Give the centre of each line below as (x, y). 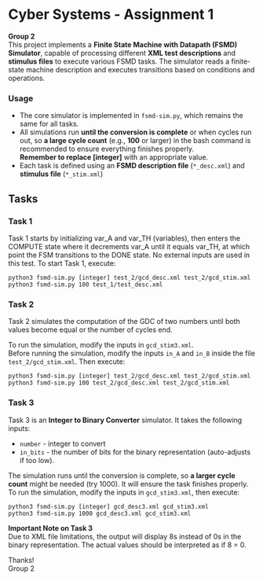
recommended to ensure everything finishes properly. (107, 149)
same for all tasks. (49, 124)
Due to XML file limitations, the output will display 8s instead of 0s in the (125, 536)
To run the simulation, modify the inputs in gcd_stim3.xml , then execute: (124, 492)
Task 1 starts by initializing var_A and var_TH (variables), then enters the (124, 238)
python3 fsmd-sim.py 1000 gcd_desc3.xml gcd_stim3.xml (100, 513)
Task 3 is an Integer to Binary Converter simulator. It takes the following (125, 420)
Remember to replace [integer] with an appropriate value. (114, 157)
